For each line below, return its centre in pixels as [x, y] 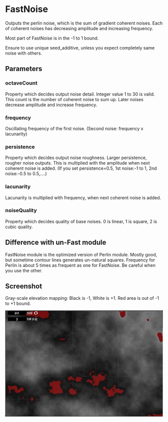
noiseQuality [21, 210]
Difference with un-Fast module [56, 243]
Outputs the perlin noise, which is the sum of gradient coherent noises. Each [84, 23]
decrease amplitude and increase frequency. [51, 105]
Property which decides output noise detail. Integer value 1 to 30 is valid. [80, 94]
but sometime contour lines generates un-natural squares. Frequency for [80, 260]
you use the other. [24, 270]
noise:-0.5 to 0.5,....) [26, 174]
